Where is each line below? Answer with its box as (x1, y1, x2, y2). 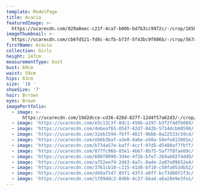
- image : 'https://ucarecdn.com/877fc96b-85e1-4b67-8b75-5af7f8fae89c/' (11, 148, 197, 154)
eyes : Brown (6, 98, 36, 104)
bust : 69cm (6, 64, 33, 71)
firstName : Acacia (6, 43, 52, 48)
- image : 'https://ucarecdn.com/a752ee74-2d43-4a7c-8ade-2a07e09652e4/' (11, 159, 197, 165)
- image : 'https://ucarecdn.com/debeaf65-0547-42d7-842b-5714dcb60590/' (11, 126, 197, 132)
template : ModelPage (6, 8, 58, 15)
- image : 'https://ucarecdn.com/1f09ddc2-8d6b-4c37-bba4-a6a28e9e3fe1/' (11, 176, 197, 182)
